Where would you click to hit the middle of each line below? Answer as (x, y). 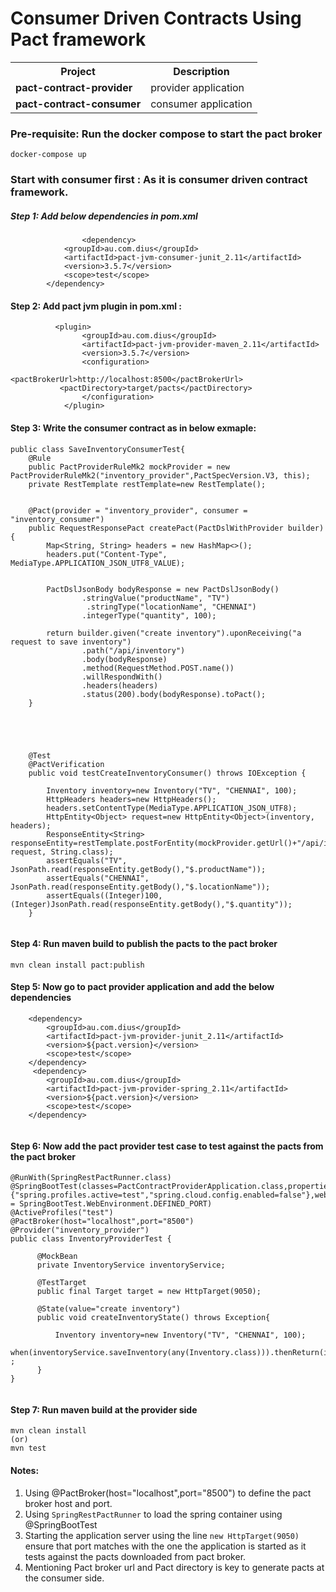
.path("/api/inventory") (133, 650)
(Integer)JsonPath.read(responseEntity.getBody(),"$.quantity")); (151, 904)
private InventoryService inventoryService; (131, 1265)
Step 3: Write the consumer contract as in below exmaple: (133, 428)
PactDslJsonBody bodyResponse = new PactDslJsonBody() (163, 589)
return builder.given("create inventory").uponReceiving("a (174, 633)
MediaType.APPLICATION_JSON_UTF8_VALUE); (98, 563)
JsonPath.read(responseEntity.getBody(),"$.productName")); (138, 869)
